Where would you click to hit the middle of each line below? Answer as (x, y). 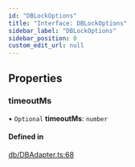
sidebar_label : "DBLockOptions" (62, 31)
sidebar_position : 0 (43, 38)
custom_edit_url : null (46, 46)
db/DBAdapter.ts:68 (41, 155)
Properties (35, 78)
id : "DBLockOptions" (43, 16)
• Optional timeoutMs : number (58, 118)
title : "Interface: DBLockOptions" (68, 23)
